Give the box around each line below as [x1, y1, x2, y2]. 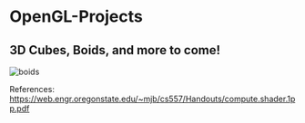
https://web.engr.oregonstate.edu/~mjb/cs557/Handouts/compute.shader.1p [9, 93, 296, 104]
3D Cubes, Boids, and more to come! [9, 43, 221, 58]
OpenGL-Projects [9, 6, 143, 27]
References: [9, 84, 55, 94]
